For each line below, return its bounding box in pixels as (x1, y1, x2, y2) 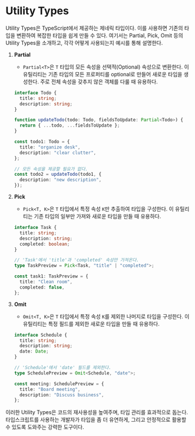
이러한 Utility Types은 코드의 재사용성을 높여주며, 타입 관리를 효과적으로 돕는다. (5, 409, 189, 416)
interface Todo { (14, 90, 57, 96)
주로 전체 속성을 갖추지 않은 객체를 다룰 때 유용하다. (40, 78, 158, 85)
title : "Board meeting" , (19, 386, 81, 392)
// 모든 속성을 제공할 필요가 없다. (14, 166, 88, 172)
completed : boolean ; (19, 241, 70, 247)
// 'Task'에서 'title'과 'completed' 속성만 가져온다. (14, 257, 140, 263)
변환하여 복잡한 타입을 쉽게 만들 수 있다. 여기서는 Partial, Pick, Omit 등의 (16, 31, 183, 39)
